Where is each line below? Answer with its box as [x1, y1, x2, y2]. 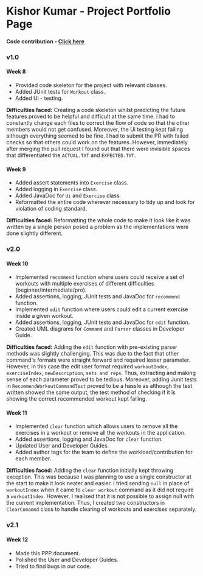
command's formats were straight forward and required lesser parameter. [6, 356, 191, 364]
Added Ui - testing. [15, 94, 63, 102]
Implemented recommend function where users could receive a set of [15, 273, 185, 281]
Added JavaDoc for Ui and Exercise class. [15, 192, 122, 199]
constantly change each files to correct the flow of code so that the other [6, 119, 190, 126]
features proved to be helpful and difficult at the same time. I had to [6, 113, 175, 120]
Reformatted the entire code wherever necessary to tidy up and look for [15, 198, 195, 206]
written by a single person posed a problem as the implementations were [6, 223, 189, 231]
